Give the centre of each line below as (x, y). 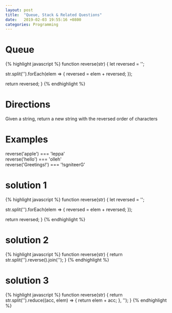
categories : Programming (32, 24)
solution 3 (27, 281)
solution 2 (27, 240)
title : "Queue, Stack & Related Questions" (54, 15)
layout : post (19, 10)
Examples (27, 140)
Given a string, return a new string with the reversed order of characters (81, 119)
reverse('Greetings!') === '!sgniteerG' (45, 165)
